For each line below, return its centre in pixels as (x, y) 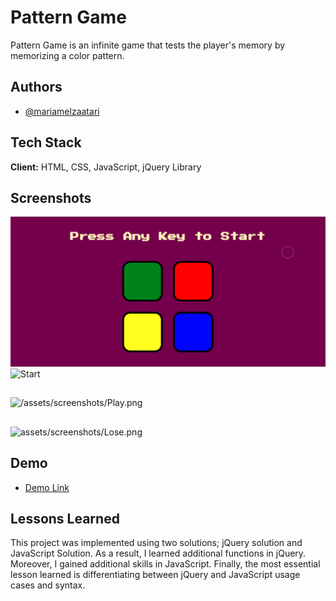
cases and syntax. (48, 585)
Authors (36, 87)
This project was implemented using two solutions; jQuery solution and (156, 543)
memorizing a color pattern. (67, 55)
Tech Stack (46, 142)
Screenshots (51, 197)
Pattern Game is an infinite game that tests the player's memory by (148, 45)
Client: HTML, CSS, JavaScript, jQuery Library (106, 167)
